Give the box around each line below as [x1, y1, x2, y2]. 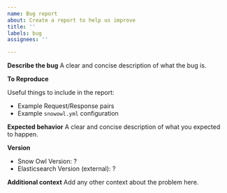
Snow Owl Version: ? [17, 157, 78, 166]
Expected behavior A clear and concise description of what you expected [7, 123, 221, 131]
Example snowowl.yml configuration [17, 109, 119, 118]
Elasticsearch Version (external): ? [17, 164, 116, 173]
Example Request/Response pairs [17, 102, 115, 110]
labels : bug [7, 29, 42, 37]
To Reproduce [7, 75, 49, 84]
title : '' [7, 23, 36, 30]
